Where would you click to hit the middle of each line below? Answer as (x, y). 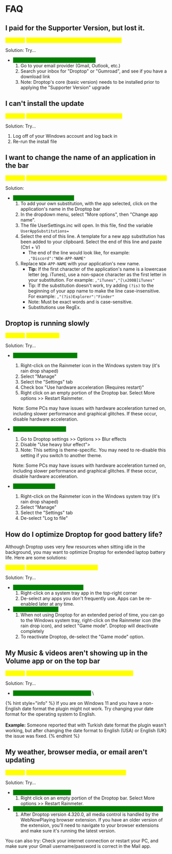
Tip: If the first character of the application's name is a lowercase (97, 269)
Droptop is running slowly (47, 324)
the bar (17, 166)
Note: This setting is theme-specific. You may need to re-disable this (93, 450)
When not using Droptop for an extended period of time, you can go (92, 615)
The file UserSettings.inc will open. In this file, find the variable (87, 225)
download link (35, 77)
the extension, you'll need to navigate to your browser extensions (90, 825)
